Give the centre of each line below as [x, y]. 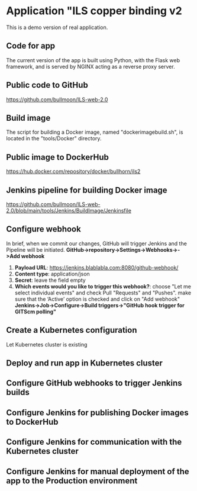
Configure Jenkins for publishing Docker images [97, 413]
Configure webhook [43, 229]
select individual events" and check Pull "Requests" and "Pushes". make [103, 293]
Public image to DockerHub [58, 157]
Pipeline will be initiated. [35, 249]
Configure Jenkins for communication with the [94, 442]
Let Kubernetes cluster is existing [47, 344]
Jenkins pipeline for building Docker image [87, 190]
